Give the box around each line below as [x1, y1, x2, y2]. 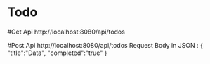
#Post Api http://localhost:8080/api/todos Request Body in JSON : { [7, 41, 204, 49]
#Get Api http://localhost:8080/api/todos [7, 27, 125, 36]
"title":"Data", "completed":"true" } [7, 49, 107, 57]
